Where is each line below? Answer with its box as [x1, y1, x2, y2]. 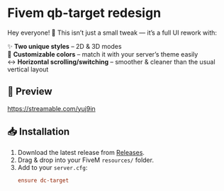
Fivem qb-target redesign [7, 5, 162, 21]
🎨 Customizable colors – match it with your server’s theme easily [7, 50, 198, 58]
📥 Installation [7, 126, 70, 138]
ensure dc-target [17, 177, 69, 184]
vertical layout [7, 65, 49, 74]
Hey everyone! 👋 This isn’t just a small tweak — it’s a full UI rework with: [7, 28, 218, 37]
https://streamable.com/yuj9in [7, 104, 96, 112]
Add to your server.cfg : [17, 163, 88, 171]
